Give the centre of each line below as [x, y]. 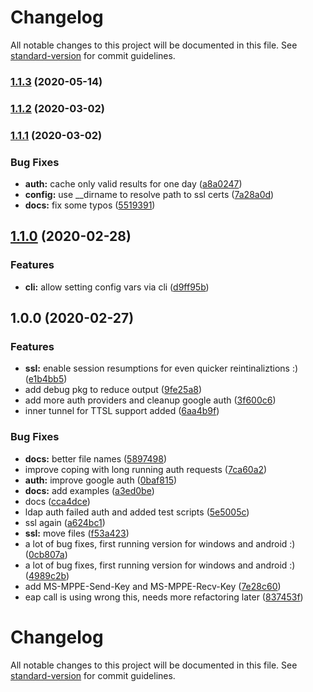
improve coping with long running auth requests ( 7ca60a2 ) [146, 469]
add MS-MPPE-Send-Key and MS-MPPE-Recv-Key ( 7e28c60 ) [153, 586]
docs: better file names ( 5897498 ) [96, 458]
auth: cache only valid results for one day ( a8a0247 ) [133, 184]
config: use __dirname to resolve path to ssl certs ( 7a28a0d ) [149, 194]
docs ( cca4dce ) [57, 501]
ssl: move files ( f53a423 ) [77, 533]
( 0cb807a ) [46, 554]
